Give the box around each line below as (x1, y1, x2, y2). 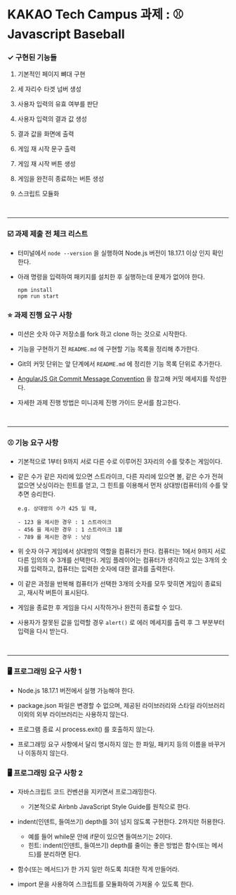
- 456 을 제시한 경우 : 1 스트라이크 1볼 (17, 526, 123, 533)
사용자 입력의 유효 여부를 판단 (17, 100, 98, 108)
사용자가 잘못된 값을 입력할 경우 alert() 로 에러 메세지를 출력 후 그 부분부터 (17, 618, 225, 627)
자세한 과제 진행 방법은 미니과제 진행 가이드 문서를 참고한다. (17, 398, 181, 407)
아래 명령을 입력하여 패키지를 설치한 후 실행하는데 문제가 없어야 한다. (17, 272, 205, 281)
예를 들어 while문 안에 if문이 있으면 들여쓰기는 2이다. (27, 832, 173, 841)
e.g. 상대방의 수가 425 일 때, (17, 505, 98, 512)
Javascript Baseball (7, 26, 125, 42)
